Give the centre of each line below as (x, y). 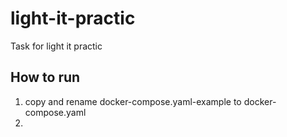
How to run (45, 77)
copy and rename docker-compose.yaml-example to (133, 101)
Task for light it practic (56, 46)
